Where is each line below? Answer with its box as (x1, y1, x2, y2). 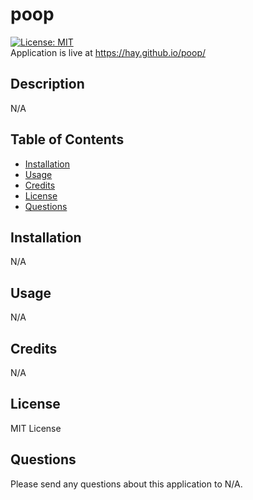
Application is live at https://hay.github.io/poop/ (10, 46, 207, 58)
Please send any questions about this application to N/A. (10, 478, 243, 490)
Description (10, 76, 85, 93)
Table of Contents (10, 131, 125, 148)
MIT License (10, 422, 62, 434)
